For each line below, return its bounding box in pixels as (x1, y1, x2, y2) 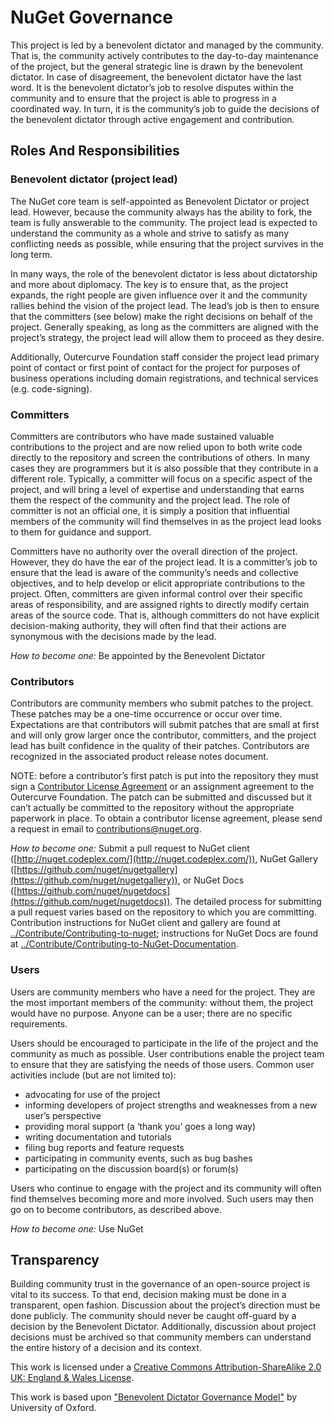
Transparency (10, 1251, 100, 1268)
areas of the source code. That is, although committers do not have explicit (10, 609, 320, 621)
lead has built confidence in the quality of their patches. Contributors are (10, 740, 310, 752)
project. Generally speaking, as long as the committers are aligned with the (10, 321, 319, 333)
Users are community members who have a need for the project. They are (10, 986, 316, 998)
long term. (10, 248, 53, 260)
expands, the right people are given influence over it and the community (10, 289, 308, 301)
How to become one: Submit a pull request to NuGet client (10, 842, 250, 855)
